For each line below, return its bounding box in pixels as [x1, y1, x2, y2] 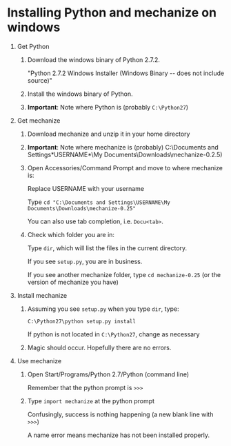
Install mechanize [17, 291, 68, 299]
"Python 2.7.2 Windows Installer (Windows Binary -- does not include [27, 69, 225, 77]
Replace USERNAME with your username [27, 184, 145, 192]
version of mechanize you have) [27, 278, 119, 286]
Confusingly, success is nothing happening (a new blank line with [27, 410, 214, 418]
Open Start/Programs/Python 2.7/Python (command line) [27, 370, 190, 378]
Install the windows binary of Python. [27, 90, 133, 98]
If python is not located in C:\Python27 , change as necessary [27, 330, 200, 338]
